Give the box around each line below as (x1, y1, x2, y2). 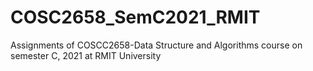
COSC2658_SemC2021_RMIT (10, 6, 261, 29)
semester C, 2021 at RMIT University (10, 49, 162, 61)
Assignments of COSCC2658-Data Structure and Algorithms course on (10, 39, 303, 51)
